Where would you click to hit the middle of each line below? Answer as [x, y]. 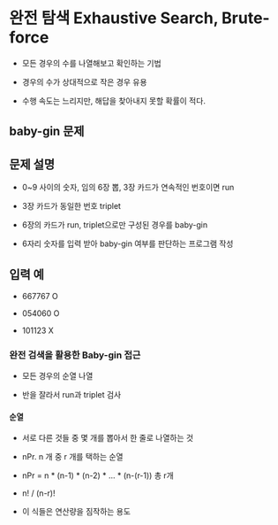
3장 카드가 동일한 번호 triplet [71, 206]
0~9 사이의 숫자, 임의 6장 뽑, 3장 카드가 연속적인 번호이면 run [128, 188]
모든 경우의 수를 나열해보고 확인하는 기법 [91, 63]
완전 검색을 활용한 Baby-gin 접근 [75, 355]
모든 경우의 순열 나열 [57, 376]
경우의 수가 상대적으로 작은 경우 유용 [84, 81]
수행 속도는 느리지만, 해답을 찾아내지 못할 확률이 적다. [113, 100]
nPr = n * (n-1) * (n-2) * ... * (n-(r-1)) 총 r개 [98, 475]
